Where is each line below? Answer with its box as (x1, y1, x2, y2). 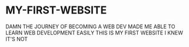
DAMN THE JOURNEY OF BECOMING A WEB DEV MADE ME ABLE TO (5, 23, 175, 30)
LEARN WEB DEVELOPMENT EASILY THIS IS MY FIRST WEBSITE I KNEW (5, 29, 184, 36)
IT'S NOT (5, 35, 28, 42)
